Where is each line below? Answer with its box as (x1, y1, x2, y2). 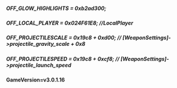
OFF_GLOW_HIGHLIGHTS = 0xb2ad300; (6, 5, 107, 12)
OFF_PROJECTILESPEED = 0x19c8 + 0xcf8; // (6, 55, 120, 62)
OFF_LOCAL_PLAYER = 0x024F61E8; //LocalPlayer (6, 19, 134, 26)
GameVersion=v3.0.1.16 (6, 76, 65, 83)
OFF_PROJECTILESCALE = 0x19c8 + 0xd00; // (6, 34, 122, 41)
